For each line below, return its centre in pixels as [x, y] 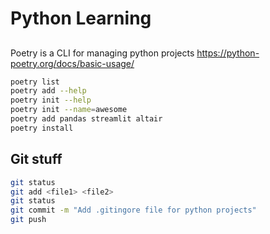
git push [28, 220]
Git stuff [36, 159]
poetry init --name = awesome [69, 110]
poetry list [35, 82]
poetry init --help [51, 100]
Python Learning [81, 18]
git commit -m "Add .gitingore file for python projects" [133, 210]
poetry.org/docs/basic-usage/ [72, 63]
